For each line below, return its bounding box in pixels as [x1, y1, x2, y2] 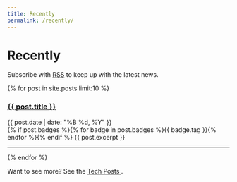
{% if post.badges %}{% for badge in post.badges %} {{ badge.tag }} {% [7, 125, 217, 134]
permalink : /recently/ [7, 17, 74, 24]
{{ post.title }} [7, 102, 56, 111]
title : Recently [7, 10, 55, 18]
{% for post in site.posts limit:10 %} [7, 84, 110, 92]
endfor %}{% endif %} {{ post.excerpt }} [7, 133, 126, 141]
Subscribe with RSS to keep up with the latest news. [7, 71, 159, 79]
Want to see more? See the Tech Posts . [7, 166, 123, 175]
